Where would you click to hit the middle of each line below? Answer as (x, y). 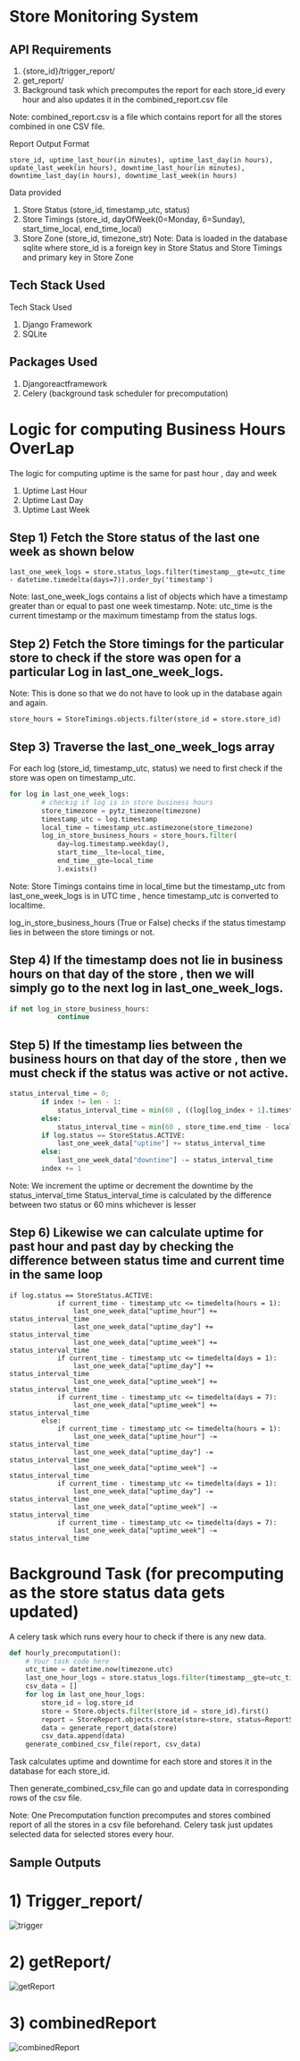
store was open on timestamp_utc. (73, 778)
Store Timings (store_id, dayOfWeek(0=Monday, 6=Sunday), (133, 219)
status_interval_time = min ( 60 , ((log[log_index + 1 (159, 1110)
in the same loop (56, 1274)
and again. (29, 703)
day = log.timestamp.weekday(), (113, 844)
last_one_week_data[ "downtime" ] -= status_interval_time (165, 1160)
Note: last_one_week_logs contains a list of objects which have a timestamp (149, 596)
